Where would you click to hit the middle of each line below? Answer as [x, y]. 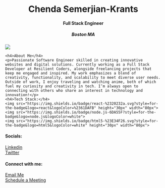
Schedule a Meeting [26, 180]
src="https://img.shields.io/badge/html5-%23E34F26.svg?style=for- [87, 121]
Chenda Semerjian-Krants [83, 9]
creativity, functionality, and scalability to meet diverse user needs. [83, 77]
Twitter [12, 152]
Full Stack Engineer [83, 23]
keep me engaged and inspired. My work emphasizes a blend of [71, 73]
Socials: [14, 136]
